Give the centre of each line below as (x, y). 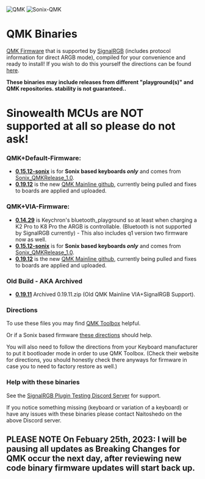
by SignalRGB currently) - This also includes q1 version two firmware (101, 233)
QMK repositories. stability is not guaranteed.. (67, 88)
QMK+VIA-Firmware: (38, 207)
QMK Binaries (42, 34)
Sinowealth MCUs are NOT (75, 113)
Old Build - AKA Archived (45, 281)
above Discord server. (34, 420)
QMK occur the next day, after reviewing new (94, 458)
